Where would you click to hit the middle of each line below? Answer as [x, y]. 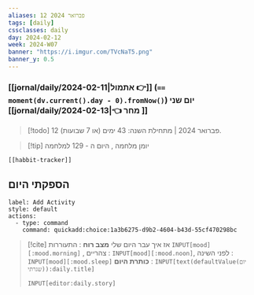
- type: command [42, 223]
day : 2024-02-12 [35, 37]
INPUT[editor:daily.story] [72, 283]
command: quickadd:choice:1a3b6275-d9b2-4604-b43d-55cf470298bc [130, 230]
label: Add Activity [42, 202]
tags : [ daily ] [31, 23]
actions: [22, 216]
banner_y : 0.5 [31, 60]
